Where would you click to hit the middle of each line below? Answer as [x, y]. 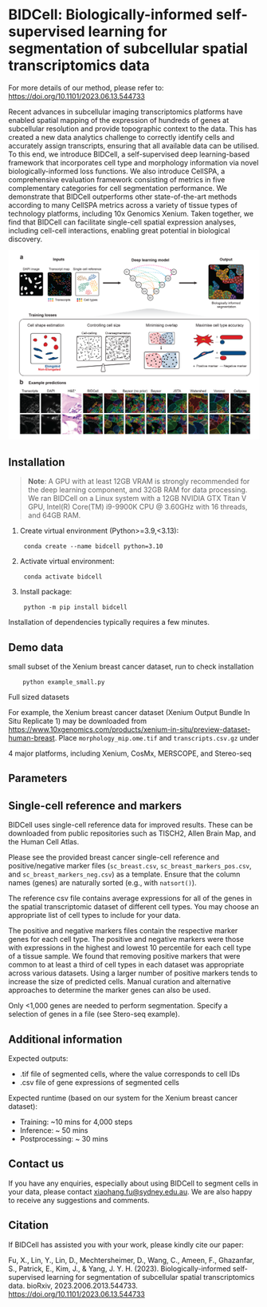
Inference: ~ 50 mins [54, 1130]
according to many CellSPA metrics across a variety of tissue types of [123, 205]
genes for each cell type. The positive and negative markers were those [126, 940]
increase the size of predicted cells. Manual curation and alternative [120, 982]
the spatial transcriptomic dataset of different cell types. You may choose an [133, 907]
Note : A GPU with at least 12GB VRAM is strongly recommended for [139, 482]
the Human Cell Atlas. [44, 842]
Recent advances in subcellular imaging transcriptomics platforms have [126, 111]
